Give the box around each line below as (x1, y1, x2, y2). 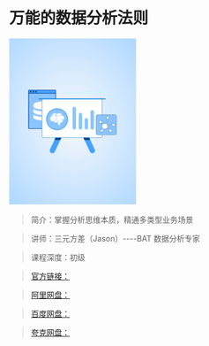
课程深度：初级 (30, 251, 86, 262)
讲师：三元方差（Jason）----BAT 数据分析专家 (30, 233, 201, 243)
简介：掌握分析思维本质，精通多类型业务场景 (30, 214, 194, 225)
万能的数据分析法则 (9, 8, 149, 28)
